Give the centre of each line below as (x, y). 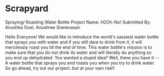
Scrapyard (27, 9)
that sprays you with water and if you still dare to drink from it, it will (74, 42)
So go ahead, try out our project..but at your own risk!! (60, 68)
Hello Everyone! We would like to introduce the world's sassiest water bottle (82, 37)
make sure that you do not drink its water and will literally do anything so (78, 52)
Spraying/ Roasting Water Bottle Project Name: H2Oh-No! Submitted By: (78, 22)
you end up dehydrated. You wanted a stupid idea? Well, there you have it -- (82, 57)
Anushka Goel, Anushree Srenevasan (43, 27)
